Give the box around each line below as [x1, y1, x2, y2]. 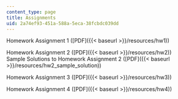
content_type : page [6, 9, 56, 15]
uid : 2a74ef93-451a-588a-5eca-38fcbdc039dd [6, 20, 119, 26]
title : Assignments [6, 15, 56, 21]
